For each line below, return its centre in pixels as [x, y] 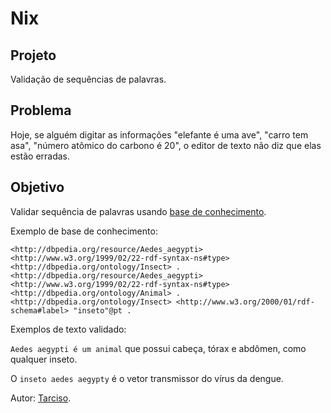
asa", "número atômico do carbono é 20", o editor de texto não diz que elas [166, 145]
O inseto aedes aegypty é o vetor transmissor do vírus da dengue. [147, 378]
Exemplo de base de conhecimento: [84, 231]
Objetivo [37, 187]
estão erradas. [40, 156]
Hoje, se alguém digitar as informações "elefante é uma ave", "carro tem [159, 134]
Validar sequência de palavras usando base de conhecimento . [138, 211]
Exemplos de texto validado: [68, 329]
